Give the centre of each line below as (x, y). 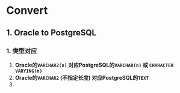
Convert (27, 10)
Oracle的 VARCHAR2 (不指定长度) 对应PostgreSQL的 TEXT (82, 77)
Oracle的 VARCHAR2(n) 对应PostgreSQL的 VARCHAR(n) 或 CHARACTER (94, 65)
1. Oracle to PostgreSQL (51, 33)
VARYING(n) (29, 71)
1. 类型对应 (22, 50)
